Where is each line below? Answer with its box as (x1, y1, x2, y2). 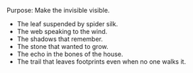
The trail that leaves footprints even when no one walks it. (16, 57, 186, 66)
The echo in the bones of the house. (16, 50, 123, 58)
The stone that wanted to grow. (16, 43, 109, 50)
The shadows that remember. (16, 35, 104, 43)
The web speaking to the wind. (16, 28, 108, 35)
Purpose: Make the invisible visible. (6, 6, 110, 14)
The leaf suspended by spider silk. (16, 20, 118, 28)
